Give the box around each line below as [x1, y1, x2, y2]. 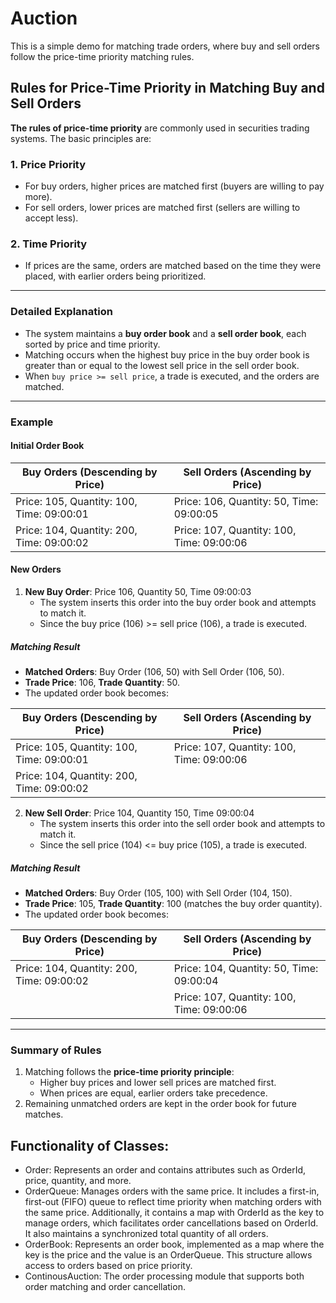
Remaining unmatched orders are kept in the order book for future [24, 1098, 297, 1110]
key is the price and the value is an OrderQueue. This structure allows [24, 1249, 313, 1261]
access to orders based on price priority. [24, 1260, 193, 1272]
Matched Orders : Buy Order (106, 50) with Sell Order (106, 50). [24, 665, 285, 677]
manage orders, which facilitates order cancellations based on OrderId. [24, 1217, 319, 1229]
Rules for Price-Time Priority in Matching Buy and [10, 80, 325, 97]
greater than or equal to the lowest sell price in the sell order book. [24, 359, 300, 371]
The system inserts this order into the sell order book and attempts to [39, 817, 326, 829]
